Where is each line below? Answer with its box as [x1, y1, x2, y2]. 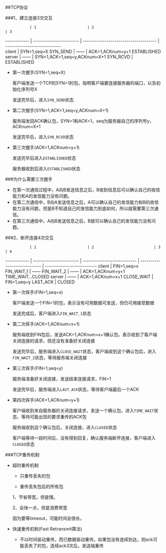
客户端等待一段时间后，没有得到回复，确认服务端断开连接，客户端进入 [12, 435, 156, 441]
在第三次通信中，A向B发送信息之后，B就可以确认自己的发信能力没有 [12, 218, 152, 224]
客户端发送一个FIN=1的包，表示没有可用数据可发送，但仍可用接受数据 [12, 300, 155, 305]
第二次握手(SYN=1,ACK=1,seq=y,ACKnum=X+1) [12, 108, 109, 113]
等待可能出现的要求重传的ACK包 [21, 414, 87, 419]
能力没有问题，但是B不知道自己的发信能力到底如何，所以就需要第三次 [12, 206, 155, 211]
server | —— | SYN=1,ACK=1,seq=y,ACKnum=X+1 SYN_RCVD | [5, 54, 133, 60]
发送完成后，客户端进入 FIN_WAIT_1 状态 [12, 310, 92, 316]
